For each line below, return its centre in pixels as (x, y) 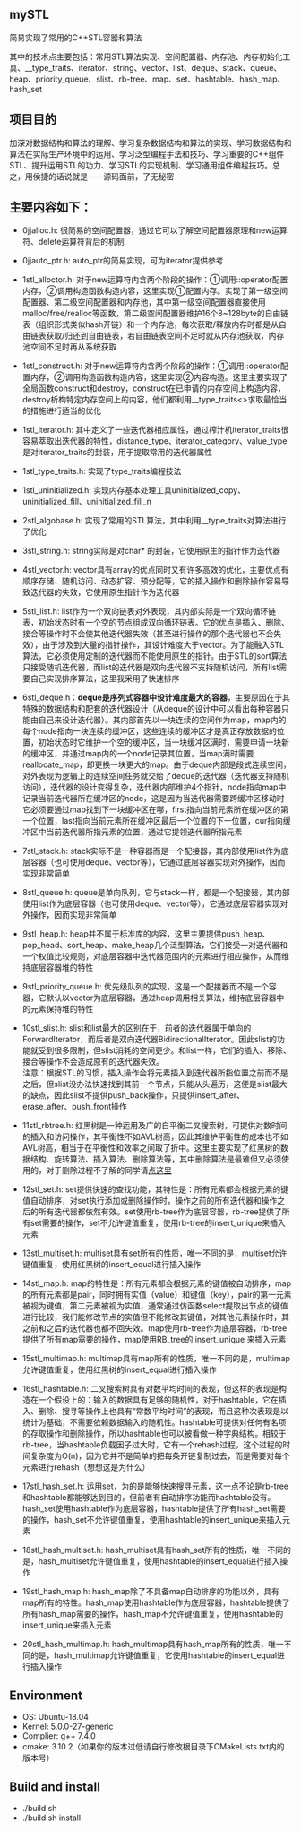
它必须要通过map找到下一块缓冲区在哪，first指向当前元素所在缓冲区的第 (155, 809)
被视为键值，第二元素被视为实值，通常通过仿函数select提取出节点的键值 (155, 1306)
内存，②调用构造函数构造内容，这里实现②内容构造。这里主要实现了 (159, 377)
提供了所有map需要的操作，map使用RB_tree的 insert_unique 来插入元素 (154, 1340)
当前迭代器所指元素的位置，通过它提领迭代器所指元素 (144, 832)
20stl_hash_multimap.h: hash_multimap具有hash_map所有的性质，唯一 (153, 1645)
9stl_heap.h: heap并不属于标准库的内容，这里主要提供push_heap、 (146, 934)
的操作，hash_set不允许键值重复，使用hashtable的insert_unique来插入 (152, 1520)
